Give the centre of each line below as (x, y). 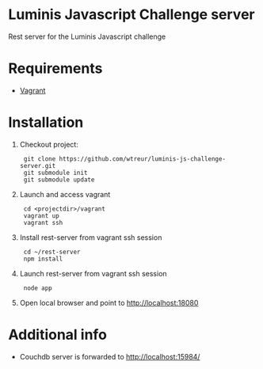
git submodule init (55, 173)
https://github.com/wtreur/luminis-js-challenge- (143, 159)
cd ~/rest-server (52, 252)
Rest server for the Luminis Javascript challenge (87, 36)
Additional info (57, 335)
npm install (43, 259)
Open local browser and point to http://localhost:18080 (109, 302)
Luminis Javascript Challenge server (131, 15)
